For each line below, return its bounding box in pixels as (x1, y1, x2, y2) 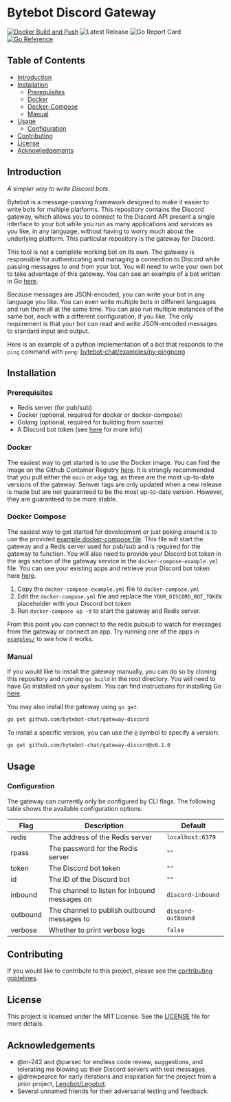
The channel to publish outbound (48, 905, 156, 915)
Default (181, 821, 206, 830)
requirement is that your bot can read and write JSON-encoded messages (7, 319, 218, 327)
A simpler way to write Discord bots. (7, 184, 110, 193)
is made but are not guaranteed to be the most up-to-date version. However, (7, 487, 224, 496)
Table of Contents (7, 55, 86, 67)
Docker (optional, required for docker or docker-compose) (16, 411, 183, 419)
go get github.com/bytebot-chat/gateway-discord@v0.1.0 (7, 742, 170, 749)
